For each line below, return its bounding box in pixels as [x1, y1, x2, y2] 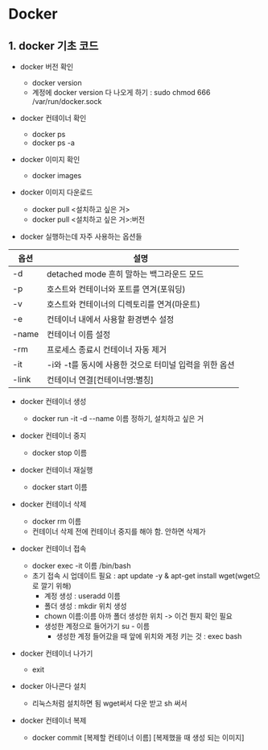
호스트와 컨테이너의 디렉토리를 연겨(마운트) [47, 299, 201, 310]
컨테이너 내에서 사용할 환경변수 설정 [47, 314, 175, 325]
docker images [31, 171, 82, 180]
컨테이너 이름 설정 [47, 329, 111, 340]
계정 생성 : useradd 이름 [43, 591, 121, 601]
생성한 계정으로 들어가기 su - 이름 [43, 622, 150, 631]
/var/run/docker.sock [31, 97, 102, 106]
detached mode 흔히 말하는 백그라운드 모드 [47, 269, 204, 279]
